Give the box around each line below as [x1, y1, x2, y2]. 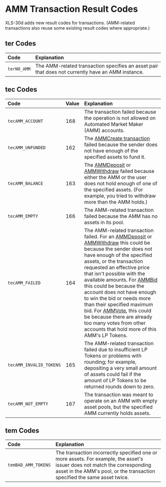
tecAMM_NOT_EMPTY [7, 401, 48, 406]
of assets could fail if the [84, 370, 141, 377]
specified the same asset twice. [55, 474, 129, 481]
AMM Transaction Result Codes [5, 3, 138, 15]
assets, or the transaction [84, 258, 143, 265]
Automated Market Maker [84, 121, 143, 127]
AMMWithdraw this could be [84, 239, 151, 246]
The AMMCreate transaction [84, 135, 150, 142]
